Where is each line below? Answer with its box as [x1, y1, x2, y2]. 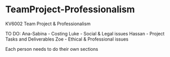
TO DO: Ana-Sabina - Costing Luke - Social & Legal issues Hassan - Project [5, 30, 165, 36]
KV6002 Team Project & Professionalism [5, 21, 91, 27]
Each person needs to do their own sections [5, 46, 98, 52]
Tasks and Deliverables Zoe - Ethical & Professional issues [5, 36, 129, 42]
